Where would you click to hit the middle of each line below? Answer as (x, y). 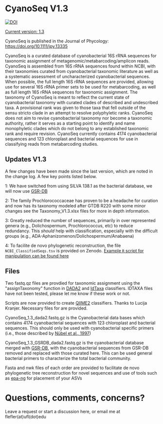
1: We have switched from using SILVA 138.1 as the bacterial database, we (79, 186)
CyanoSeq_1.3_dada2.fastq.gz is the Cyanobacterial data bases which (75, 317)
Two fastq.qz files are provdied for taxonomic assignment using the (72, 283)
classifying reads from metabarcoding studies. (52, 144)
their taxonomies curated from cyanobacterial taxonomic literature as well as (82, 71)
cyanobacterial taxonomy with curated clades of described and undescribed (81, 102)
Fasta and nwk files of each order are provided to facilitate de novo (72, 368)
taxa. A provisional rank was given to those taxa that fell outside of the (75, 108)
